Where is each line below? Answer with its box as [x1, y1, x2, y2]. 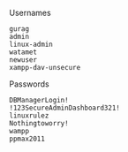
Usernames [9, 8, 51, 18]
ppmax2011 [9, 134, 46, 143]
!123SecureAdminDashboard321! [9, 103, 121, 112]
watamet [9, 48, 38, 57]
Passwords [9, 79, 50, 89]
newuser [9, 56, 38, 65]
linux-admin [9, 40, 53, 49]
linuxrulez [9, 111, 49, 120]
